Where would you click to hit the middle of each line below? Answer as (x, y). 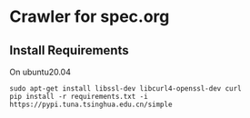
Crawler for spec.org (90, 17)
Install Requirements (69, 50)
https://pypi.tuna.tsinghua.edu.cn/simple (91, 104)
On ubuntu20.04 (40, 72)
